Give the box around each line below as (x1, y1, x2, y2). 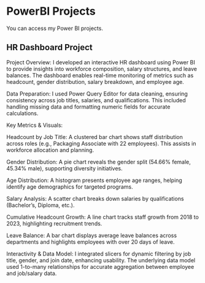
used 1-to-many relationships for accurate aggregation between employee (6, 263, 195, 270)
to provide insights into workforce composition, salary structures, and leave (6, 65, 198, 72)
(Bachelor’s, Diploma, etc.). (6, 201, 75, 209)
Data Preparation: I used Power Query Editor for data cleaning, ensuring (6, 90, 188, 97)
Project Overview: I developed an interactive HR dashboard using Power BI (6, 58, 195, 66)
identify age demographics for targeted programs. (6, 183, 133, 191)
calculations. (6, 109, 39, 117)
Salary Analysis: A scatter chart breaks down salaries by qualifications (6, 195, 184, 202)
